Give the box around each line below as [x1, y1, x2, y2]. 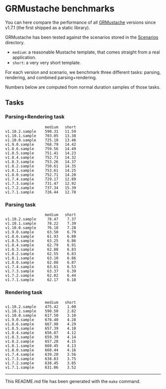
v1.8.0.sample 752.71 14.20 [5, 172, 77, 177]
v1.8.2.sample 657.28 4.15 [5, 339, 77, 344]
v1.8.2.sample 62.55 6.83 [5, 251, 77, 256]
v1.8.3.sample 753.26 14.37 [5, 159, 77, 164]
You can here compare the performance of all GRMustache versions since [5, 19, 156, 25]
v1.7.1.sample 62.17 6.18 [5, 277, 77, 282]
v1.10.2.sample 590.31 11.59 [5, 129, 77, 134]
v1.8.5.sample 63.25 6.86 [5, 238, 77, 243]
